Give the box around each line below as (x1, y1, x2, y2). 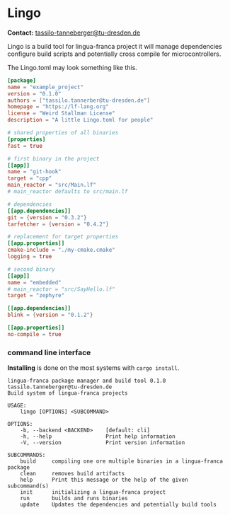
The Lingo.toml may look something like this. (7, 63, 138, 71)
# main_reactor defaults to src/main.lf (7, 188, 129, 195)
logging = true (7, 253, 52, 260)
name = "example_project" (7, 83, 84, 91)
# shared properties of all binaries (7, 129, 119, 137)
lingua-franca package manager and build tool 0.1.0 (7, 377, 166, 385)
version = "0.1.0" (7, 90, 62, 97)
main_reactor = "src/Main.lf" (7, 182, 97, 189)
